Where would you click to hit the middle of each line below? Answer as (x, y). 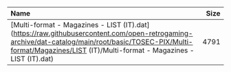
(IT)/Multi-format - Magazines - (141, 50)
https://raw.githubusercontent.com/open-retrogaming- (103, 33)
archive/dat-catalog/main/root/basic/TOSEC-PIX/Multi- (102, 42)
